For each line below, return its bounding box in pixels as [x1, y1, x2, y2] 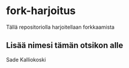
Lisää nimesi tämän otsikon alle [6, 40, 124, 50]
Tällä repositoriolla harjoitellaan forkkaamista [6, 23, 115, 30]
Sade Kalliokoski [6, 56, 46, 63]
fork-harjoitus [6, 4, 76, 18]
